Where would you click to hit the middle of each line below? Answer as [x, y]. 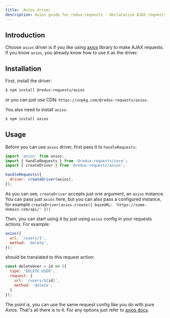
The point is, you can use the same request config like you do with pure [80, 304]
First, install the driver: [29, 81]
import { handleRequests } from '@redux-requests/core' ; [67, 161]
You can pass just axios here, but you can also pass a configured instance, [83, 199]
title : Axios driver [28, 10]
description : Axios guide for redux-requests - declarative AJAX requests [86, 15]
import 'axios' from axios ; [35, 156]
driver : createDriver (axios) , [41, 180]
